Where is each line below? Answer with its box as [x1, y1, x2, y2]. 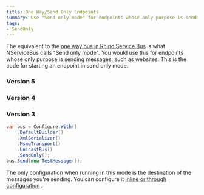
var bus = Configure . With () [6, 124, 78, 130]
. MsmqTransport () [17, 141, 61, 147]
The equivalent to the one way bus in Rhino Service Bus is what [6, 43, 165, 50]
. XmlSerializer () [17, 135, 61, 141]
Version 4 [6, 94, 36, 102]
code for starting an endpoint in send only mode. [6, 62, 129, 69]
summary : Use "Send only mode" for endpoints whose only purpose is [6, 15, 183, 21]
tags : [6, 20, 20, 26]
